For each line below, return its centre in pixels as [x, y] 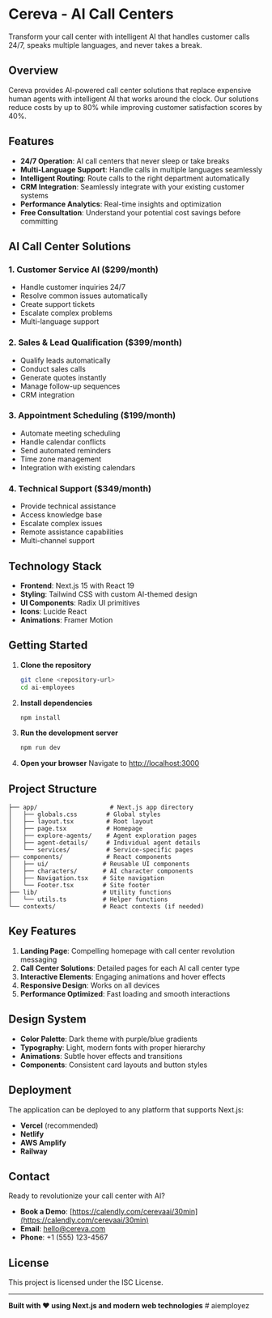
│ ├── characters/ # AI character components [101, 871]
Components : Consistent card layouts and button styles [114, 1065]
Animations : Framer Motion [66, 619]
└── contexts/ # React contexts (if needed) [106, 907]
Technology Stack [55, 566]
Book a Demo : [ [46, 1212]
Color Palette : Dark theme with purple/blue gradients [109, 1039]
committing [39, 221]
